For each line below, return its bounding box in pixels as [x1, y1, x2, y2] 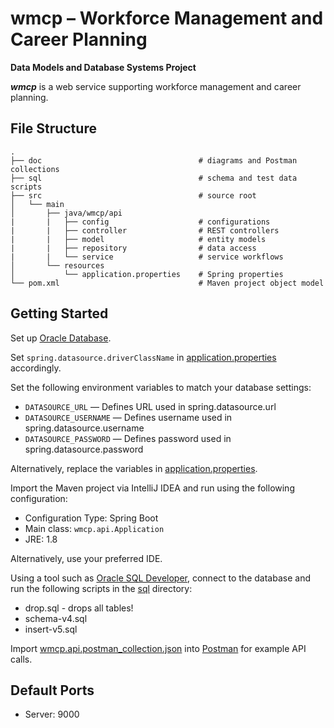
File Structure [10, 120, 97, 137]
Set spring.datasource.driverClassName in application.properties [10, 351, 277, 363]
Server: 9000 [24, 708, 80, 721]
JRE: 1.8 [24, 533, 58, 545]
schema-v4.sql [24, 612, 88, 624]
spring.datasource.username [24, 422, 145, 434]
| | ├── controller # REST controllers [10, 225, 280, 236]
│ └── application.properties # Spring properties [10, 269, 284, 279]
